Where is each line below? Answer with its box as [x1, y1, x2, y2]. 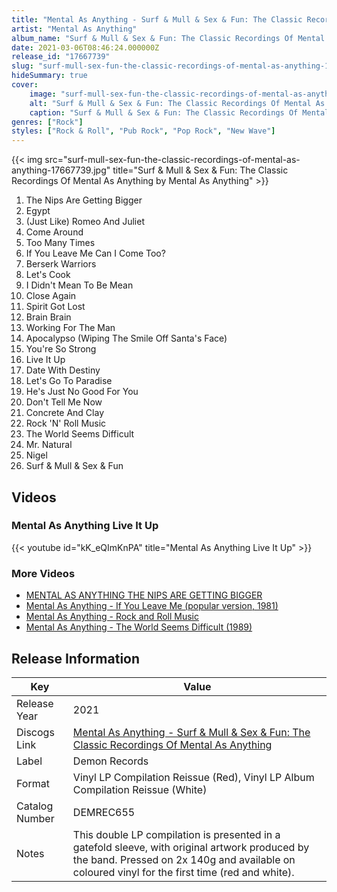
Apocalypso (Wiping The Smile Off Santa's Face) [25, 332, 228, 345]
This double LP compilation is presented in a [72, 827, 281, 841]
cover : [11, 80, 39, 90]
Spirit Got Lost [25, 301, 86, 313]
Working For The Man [25, 322, 116, 334]
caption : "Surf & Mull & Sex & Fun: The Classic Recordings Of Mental [29, 107, 330, 118]
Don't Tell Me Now [25, 396, 103, 408]
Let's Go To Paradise [25, 375, 113, 387]
